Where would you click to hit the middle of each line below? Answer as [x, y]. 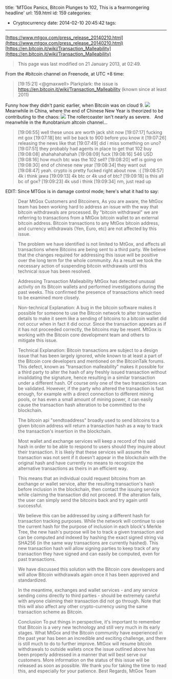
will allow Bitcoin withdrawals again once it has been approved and [89, 574]
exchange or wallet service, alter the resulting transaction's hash [86, 484]
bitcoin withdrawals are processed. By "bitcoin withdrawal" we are [88, 212]
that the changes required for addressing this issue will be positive [88, 255]
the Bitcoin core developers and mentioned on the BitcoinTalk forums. [91, 361]
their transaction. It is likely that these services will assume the [84, 452]
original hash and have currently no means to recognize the [81, 463]
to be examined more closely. [49, 298]
